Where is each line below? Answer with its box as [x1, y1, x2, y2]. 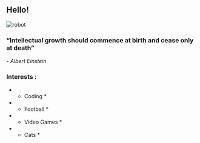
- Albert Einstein [6, 58, 47, 65]
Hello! [6, 5, 29, 15]
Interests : [6, 73, 37, 81]
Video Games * [24, 118, 62, 126]
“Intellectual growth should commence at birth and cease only [6, 36, 194, 44]
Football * [24, 105, 48, 113]
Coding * [24, 93, 47, 100]
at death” [6, 44, 35, 52]
